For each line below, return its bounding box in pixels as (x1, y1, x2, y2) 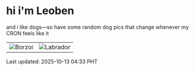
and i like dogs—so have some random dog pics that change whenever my (6, 23, 189, 31)
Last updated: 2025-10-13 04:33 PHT (6, 58, 98, 65)
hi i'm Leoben (6, 4, 74, 18)
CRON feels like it (6, 29, 49, 36)
